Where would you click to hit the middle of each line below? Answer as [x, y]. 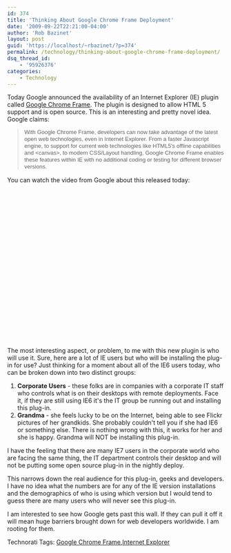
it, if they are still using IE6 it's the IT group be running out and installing [119, 400]
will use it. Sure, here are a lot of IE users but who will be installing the [106, 358]
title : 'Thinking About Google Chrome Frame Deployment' [91, 20]
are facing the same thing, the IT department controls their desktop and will [114, 458]
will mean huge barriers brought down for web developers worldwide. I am [113, 521]
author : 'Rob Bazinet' [40, 33]
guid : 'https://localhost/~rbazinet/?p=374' [72, 46]
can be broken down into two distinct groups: [72, 373]
